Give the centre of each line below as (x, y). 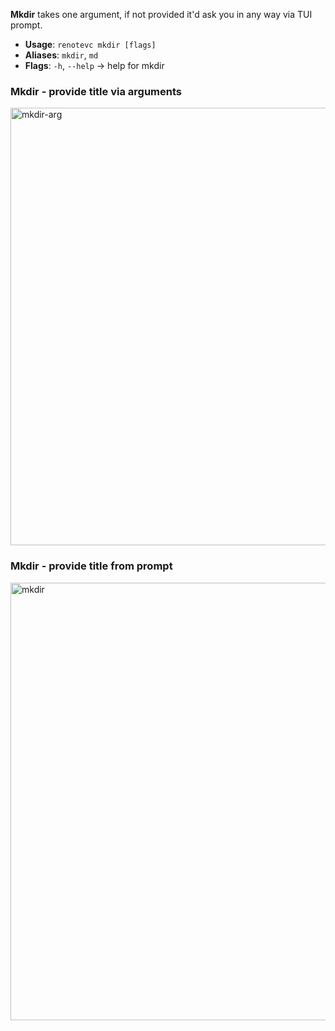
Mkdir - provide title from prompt (91, 566)
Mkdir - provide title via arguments (96, 91)
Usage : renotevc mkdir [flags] (90, 44)
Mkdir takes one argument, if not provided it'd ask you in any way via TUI (161, 14)
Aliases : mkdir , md (61, 55)
